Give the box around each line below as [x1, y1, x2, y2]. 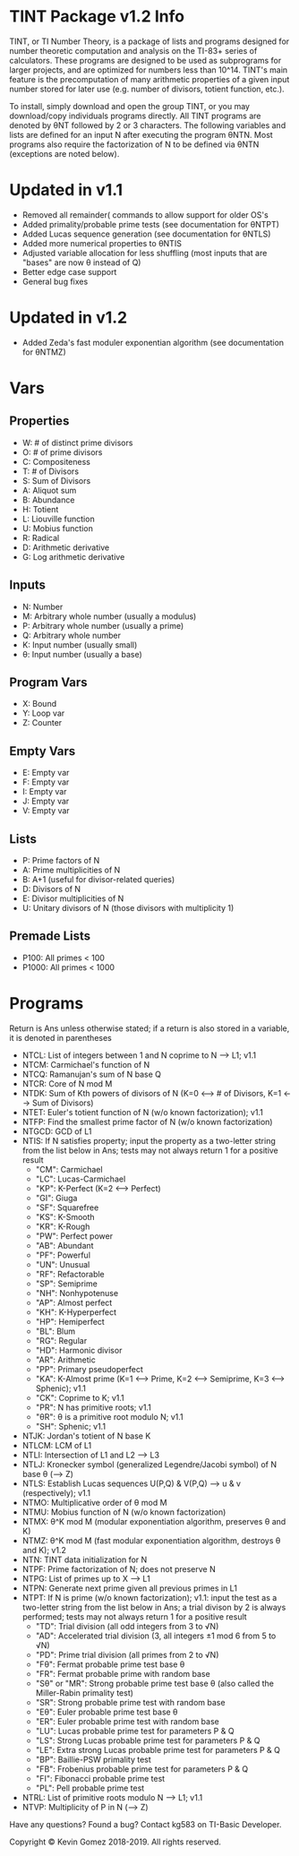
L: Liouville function [21, 513, 96, 524]
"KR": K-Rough [35, 1221, 90, 1232]
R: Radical [21, 532, 60, 543]
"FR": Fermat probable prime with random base [35, 1668, 210, 1679]
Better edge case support [21, 266, 117, 277]
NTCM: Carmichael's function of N [21, 1059, 150, 1070]
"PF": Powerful [35, 1250, 91, 1260]
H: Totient [21, 503, 59, 514]
